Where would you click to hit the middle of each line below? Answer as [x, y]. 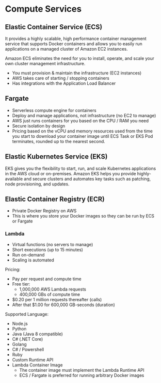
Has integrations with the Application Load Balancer [64, 83]
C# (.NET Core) [27, 339]
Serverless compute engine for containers [54, 110]
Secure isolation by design [39, 126]
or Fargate [22, 221]
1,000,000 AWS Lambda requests [53, 289]
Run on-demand [28, 255]
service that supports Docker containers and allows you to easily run [74, 44]
